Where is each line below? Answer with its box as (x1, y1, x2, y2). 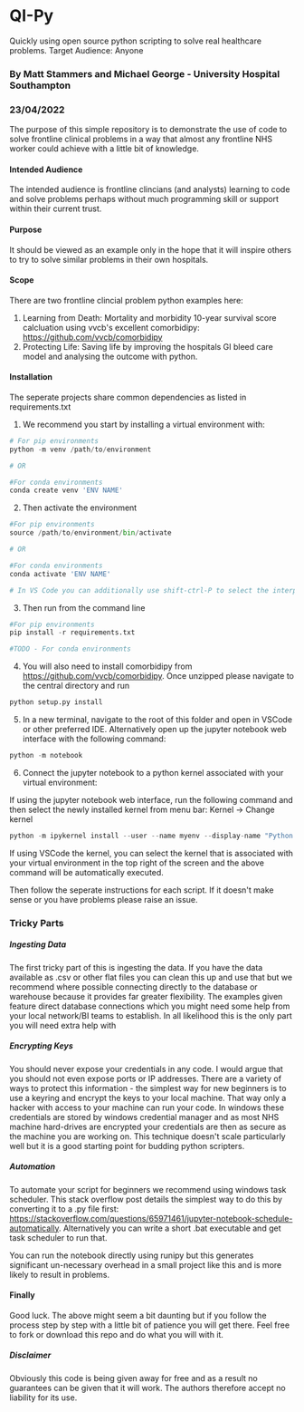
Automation (9, 1161, 56, 1172)
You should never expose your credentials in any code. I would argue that (9, 1063, 283, 1074)
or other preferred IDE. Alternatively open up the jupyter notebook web (22, 724, 287, 735)
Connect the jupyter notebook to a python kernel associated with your (22, 767, 284, 778)
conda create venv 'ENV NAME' (9, 486, 124, 495)
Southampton (9, 79, 71, 92)
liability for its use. (9, 1392, 78, 1403)
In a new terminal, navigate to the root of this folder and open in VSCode (22, 714, 292, 725)
